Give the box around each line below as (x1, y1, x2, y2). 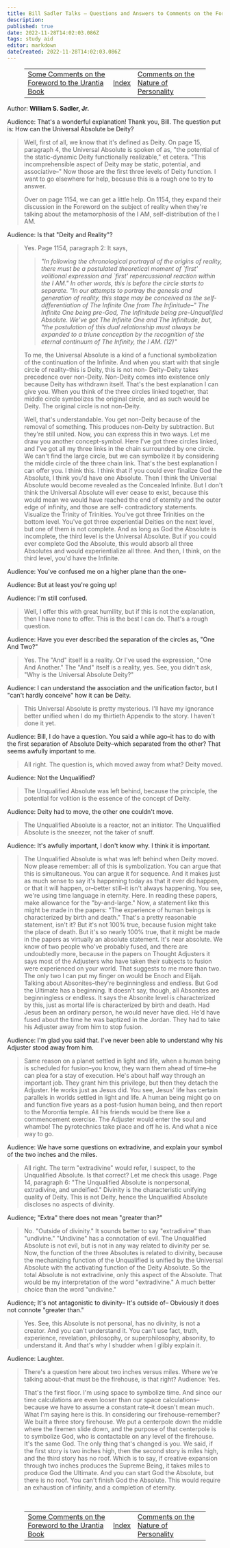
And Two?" (7, 642, 38, 650)
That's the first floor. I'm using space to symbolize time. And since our (23, 1388, 222, 1396)
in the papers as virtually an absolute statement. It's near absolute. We (23, 935, 223, 943)
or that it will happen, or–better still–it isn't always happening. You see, (23, 884, 222, 892)
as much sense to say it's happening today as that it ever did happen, (23, 876, 220, 885)
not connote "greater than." (7, 1305, 84, 1314)
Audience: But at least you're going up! (7, 580, 117, 588)
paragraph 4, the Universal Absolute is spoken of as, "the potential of (23, 145, 220, 153)
